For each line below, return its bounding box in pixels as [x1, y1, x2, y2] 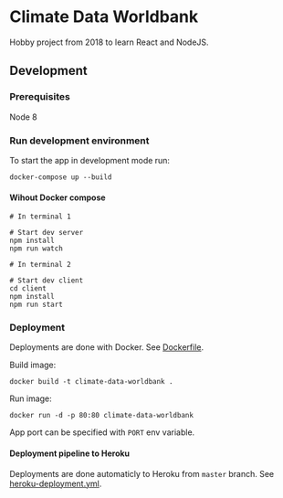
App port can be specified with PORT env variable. [9, 427, 195, 438]
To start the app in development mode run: [9, 154, 171, 165]
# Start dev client [9, 276, 84, 285]
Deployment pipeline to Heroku [9, 448, 131, 459]
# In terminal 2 [9, 260, 71, 270]
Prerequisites [9, 90, 70, 103]
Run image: [9, 393, 52, 404]
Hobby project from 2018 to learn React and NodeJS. [9, 37, 209, 48]
